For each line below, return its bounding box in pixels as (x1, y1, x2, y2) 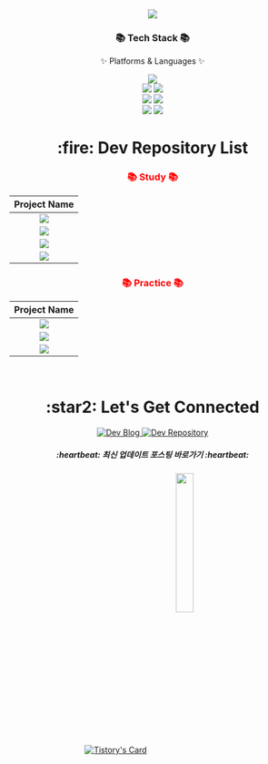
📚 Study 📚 (126, 170, 179, 183)
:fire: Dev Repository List (56, 138, 249, 159)
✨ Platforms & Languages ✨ (100, 56, 205, 67)
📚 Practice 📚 (121, 276, 184, 289)
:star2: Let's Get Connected (45, 397, 260, 418)
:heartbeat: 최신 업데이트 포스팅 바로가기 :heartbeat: (55, 449, 250, 459)
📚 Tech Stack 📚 (114, 31, 191, 44)
